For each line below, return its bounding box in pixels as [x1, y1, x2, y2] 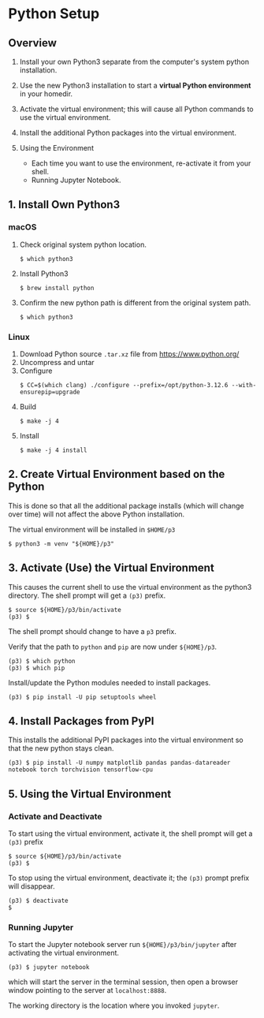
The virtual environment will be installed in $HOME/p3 [8, 524, 176, 534]
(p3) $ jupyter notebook [8, 964, 90, 971]
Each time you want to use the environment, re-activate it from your [31, 158, 251, 168]
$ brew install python [19, 284, 95, 292]
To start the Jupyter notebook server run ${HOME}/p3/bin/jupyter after [8, 940, 237, 949]
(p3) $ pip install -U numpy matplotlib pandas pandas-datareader [8, 759, 231, 767]
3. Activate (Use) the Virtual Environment [8, 561, 214, 575]
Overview [8, 36, 58, 50]
